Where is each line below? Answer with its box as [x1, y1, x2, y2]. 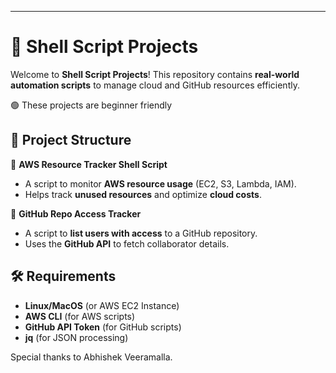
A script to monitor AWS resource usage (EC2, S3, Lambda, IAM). [24, 177, 297, 190]
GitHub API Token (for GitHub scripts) [24, 321, 182, 333]
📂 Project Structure [10, 132, 132, 149]
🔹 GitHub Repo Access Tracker [10, 207, 142, 220]
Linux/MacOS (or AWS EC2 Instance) [24, 299, 180, 311]
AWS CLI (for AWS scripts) [24, 310, 136, 322]
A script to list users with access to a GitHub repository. [24, 227, 258, 239]
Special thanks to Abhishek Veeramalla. [10, 351, 173, 363]
